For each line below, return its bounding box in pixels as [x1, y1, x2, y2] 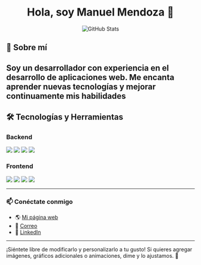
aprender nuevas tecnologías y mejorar [6, 81, 156, 92]
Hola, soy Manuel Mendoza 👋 [26, 5, 175, 19]
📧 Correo [14, 223, 38, 229]
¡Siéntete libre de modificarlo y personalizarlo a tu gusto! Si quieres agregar [6, 246, 193, 253]
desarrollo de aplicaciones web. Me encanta [6, 72, 175, 83]
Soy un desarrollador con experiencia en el [6, 63, 169, 73]
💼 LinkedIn [14, 229, 41, 236]
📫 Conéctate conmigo [6, 197, 73, 206]
